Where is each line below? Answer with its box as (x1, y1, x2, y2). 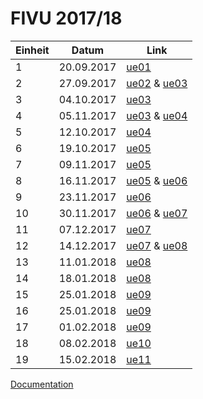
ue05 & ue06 (126, 173, 188, 187)
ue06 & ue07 (126, 206, 188, 220)
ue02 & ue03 (126, 76, 188, 90)
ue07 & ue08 (126, 238, 188, 252)
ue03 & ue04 (126, 108, 188, 122)
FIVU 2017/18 (10, 7, 123, 30)
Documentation (10, 378, 74, 390)
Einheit (15, 43, 50, 57)
